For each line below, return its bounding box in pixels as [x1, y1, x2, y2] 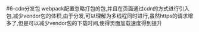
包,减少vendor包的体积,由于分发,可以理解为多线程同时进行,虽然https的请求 [6, 12, 188, 19]
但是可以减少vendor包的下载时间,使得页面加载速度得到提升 [18, 20, 163, 26]
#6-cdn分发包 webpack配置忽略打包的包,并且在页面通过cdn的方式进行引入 [6, 5, 189, 12]
